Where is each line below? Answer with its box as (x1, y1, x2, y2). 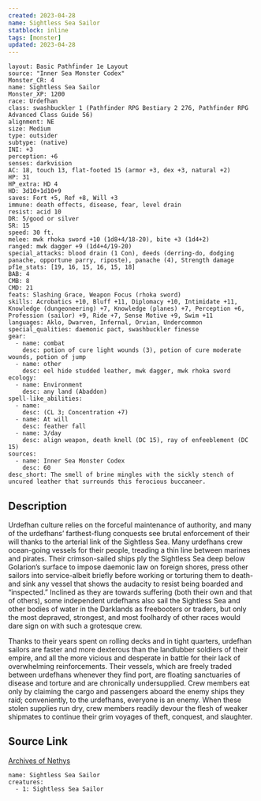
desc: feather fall (22, 422, 87, 431)
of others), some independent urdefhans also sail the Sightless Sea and (8, 595, 240, 605)
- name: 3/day (15, 429, 62, 437)
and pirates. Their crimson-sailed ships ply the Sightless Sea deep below (8, 554, 246, 563)
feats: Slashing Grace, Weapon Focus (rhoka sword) (8, 291, 181, 299)
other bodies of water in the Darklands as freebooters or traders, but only (8, 604, 247, 614)
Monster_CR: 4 (8, 77, 55, 85)
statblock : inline (8, 26, 69, 34)
